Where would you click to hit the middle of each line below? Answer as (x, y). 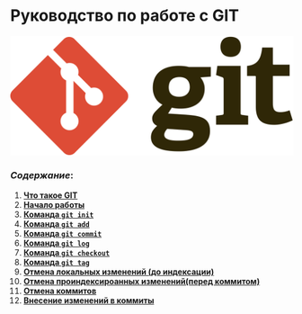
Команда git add (56, 224)
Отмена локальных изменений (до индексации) (119, 272)
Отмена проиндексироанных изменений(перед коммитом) (141, 281)
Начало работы (53, 204)
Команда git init (58, 214)
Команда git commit (62, 233)
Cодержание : (42, 175)
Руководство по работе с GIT (125, 16)
